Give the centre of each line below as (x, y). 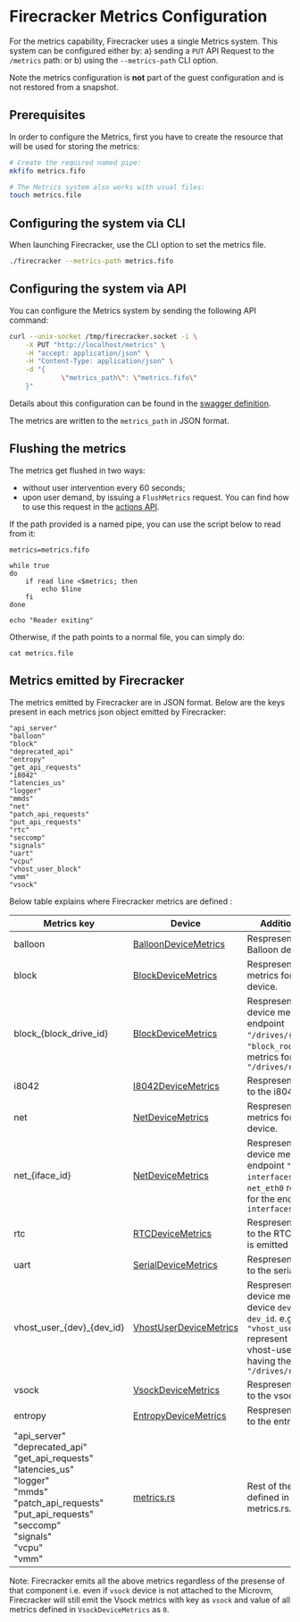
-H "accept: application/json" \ (87, 353)
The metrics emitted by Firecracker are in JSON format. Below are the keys (147, 702)
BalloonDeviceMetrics (179, 943)
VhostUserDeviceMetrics (186, 1327)
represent (267, 1339)
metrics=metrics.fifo (50, 550)
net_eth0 (265, 1188)
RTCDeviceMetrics (172, 1233)
